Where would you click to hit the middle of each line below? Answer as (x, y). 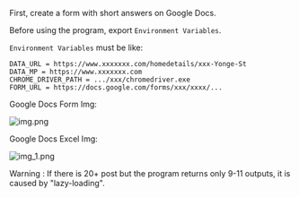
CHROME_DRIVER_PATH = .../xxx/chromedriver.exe (100, 80)
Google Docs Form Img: (53, 104)
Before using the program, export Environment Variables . (115, 30)
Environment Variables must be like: (76, 47)
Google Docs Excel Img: (54, 139)
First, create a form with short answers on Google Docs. (113, 13)
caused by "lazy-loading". (57, 183)
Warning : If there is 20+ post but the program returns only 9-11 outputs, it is (150, 173)
